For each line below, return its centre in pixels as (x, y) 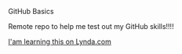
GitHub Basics (31, 11)
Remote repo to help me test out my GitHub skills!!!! (91, 26)
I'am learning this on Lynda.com (60, 41)
